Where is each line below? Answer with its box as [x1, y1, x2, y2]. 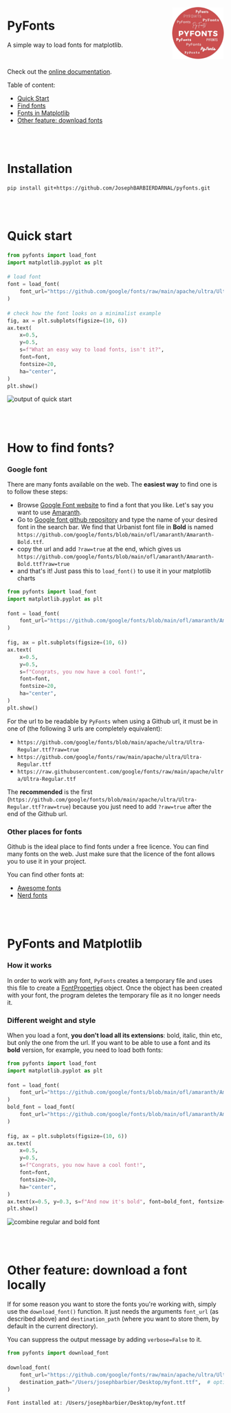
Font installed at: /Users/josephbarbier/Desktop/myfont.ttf [7, 1400, 186, 1407]
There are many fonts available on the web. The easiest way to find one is [7, 480, 218, 488]
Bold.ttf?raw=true [16, 560, 70, 567]
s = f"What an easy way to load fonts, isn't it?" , [19, 346, 165, 354]
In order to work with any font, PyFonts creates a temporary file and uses [7, 976, 213, 984]
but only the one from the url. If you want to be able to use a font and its [7, 1038, 211, 1046]
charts [16, 573, 36, 582]
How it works [7, 961, 52, 970]
